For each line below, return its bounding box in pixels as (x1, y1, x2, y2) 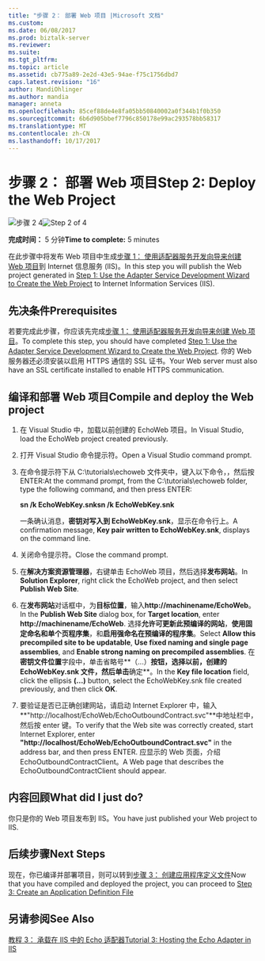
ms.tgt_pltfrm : (8, 56, 59, 64)
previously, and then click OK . (19, 684, 118, 694)
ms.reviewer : (8, 41, 51, 49)
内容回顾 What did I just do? (8, 791, 144, 805)
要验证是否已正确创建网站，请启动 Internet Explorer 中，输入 (19, 701, 218, 710)
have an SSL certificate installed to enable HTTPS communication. (8, 366, 225, 375)
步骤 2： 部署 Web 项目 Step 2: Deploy (8, 174, 256, 191)
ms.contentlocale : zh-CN (8, 129, 90, 137)
